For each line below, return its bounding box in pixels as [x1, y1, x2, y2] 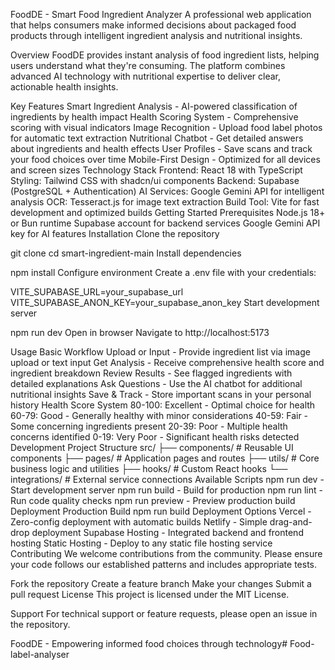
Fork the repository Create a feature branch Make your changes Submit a [10, 578, 312, 589]
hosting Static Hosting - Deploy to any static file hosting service [10, 537, 273, 549]
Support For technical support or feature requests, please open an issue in [10, 608, 318, 619]
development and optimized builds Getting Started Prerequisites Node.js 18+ [10, 207, 326, 218]
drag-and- [269, 516, 313, 528]
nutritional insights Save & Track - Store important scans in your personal [10, 389, 312, 400]
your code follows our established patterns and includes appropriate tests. [10, 559, 317, 570]
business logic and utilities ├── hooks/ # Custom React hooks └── [10, 463, 288, 474]
